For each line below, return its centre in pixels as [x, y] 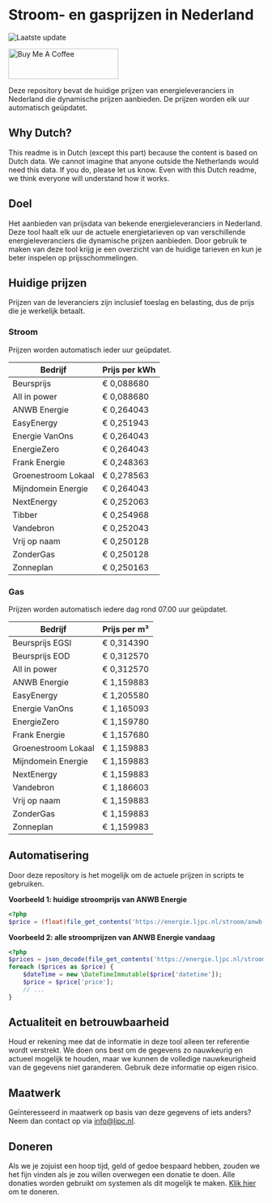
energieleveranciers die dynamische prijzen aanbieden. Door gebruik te [127, 240]
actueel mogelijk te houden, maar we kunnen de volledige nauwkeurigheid [132, 1059]
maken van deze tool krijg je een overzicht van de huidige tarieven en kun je [135, 249]
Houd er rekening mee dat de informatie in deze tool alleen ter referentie [129, 1042]
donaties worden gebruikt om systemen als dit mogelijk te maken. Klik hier [132, 1184]
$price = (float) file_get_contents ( [70, 921]
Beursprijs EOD [41, 655]
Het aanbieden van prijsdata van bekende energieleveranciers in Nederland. [136, 223]
